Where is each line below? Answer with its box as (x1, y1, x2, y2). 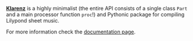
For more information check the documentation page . (6, 28, 136, 35)
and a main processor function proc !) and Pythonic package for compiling (6, 11, 185, 18)
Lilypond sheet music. (6, 17, 60, 24)
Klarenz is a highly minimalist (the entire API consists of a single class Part (6, 5, 188, 12)
